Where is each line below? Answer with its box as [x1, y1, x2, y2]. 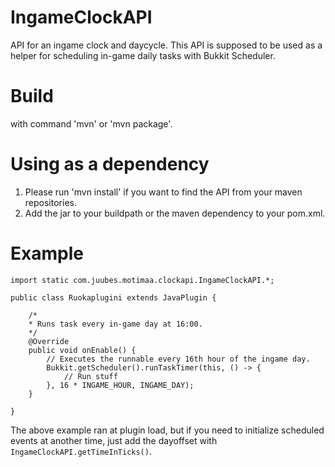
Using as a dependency [10, 153, 210, 176]
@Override [28, 336, 70, 346]
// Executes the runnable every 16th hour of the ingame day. [46, 354, 311, 364]
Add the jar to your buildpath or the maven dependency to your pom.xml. [24, 207, 326, 219]
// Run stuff [63, 371, 118, 381]
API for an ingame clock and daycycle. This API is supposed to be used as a [10, 39, 323, 51]
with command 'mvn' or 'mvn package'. [10, 117, 173, 130]
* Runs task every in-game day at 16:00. [28, 319, 203, 329]
